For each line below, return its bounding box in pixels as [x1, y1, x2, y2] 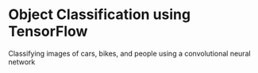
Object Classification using [8, 6, 191, 24]
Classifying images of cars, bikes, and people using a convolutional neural [8, 48, 252, 58]
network [8, 57, 36, 67]
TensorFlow [8, 22, 88, 40]
